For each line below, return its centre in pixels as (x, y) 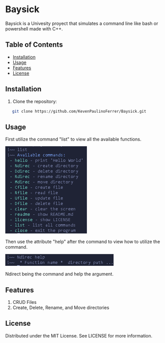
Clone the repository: (35, 101)
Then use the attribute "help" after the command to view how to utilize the (83, 242)
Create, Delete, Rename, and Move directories (61, 307)
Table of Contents (34, 45)
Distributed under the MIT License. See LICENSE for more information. (79, 335)
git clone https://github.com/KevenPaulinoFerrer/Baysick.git (79, 111)
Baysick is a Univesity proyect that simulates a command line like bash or (82, 23)
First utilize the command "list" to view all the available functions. (73, 139)
